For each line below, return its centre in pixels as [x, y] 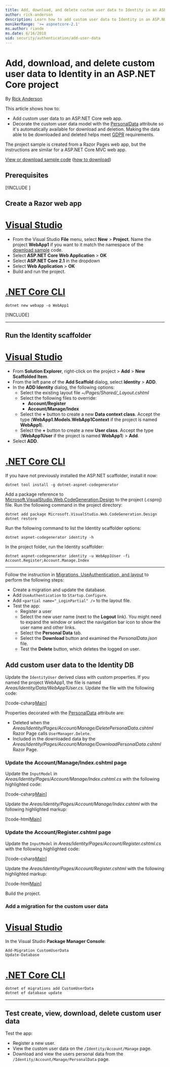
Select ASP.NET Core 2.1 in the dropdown [56, 261]
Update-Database [22, 955]
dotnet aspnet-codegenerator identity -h [50, 538]
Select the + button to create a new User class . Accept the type [87, 430]
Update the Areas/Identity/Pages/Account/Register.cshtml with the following [85, 868]
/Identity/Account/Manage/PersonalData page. [61, 1059]
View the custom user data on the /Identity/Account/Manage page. [82, 1049]
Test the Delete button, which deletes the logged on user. [80, 649]
